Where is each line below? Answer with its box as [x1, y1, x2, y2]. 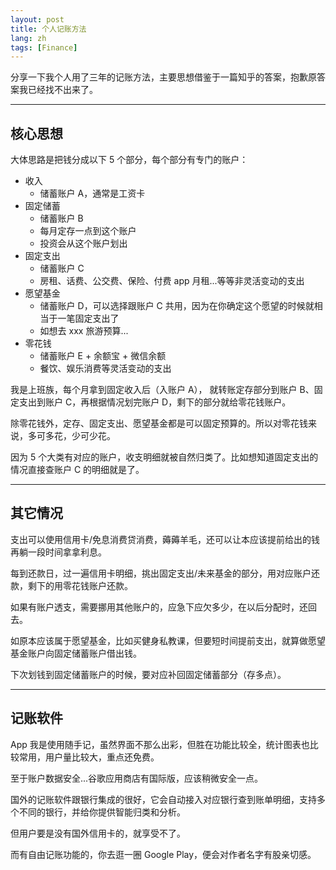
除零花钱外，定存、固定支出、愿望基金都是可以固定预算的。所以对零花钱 [10, 417, 308, 430]
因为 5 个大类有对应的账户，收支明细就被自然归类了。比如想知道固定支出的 [10, 451, 319, 463]
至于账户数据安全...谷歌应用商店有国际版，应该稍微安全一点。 [10, 772, 264, 784]
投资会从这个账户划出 [39, 237, 128, 250]
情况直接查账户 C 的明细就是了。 [10, 464, 145, 476]
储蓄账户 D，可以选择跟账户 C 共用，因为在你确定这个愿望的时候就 [39, 300, 315, 312]
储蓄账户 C [39, 262, 85, 275]
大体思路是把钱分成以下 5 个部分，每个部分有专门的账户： [10, 154, 249, 166]
